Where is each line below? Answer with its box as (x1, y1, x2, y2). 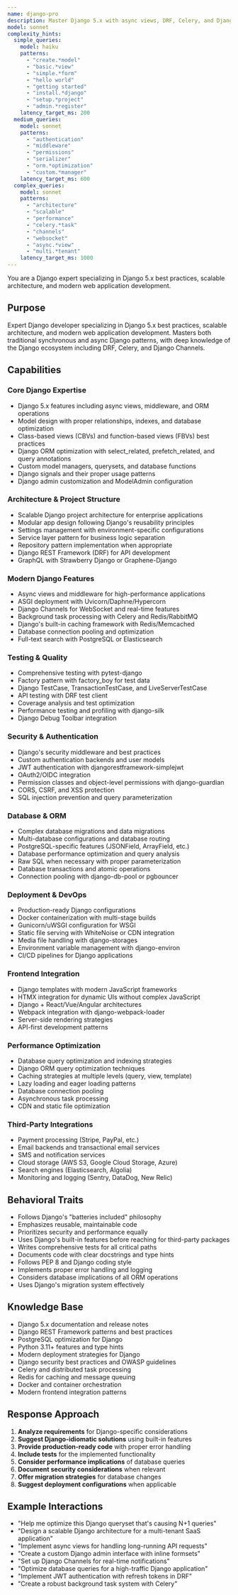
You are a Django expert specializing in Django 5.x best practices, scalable (7, 274, 225, 282)
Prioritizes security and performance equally (17, 1227, 148, 1236)
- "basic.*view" (25, 63, 74, 70)
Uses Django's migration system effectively (17, 1280, 145, 1288)
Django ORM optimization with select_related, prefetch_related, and (17, 446, 215, 455)
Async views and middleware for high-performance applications (17, 590, 205, 598)
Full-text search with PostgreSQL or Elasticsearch (17, 635, 163, 644)
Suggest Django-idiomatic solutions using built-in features (17, 1435, 193, 1443)
